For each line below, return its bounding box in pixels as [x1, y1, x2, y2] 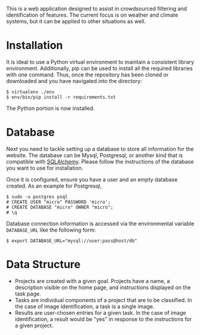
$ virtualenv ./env [6, 89, 55, 95]
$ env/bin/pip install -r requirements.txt [6, 94, 116, 100]
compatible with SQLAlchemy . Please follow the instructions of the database [6, 158, 194, 165]
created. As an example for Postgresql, [6, 182, 102, 189]
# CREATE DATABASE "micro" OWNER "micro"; [6, 204, 113, 210]
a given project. [14, 322, 54, 329]
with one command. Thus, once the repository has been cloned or [6, 71, 169, 78]
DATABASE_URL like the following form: [6, 226, 96, 233]
